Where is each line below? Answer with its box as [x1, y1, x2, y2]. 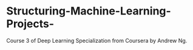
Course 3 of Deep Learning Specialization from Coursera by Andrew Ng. [6, 37, 188, 44]
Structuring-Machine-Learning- [6, 4, 171, 18]
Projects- [6, 17, 55, 31]
